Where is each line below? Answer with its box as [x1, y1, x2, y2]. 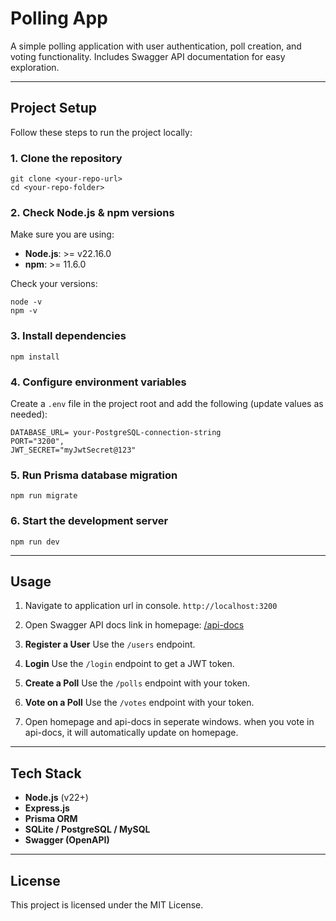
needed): [10, 408, 48, 420]
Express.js [24, 802, 70, 814]
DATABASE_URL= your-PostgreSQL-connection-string [10, 427, 222, 437]
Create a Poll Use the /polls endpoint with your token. [24, 677, 250, 689]
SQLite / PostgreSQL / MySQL [24, 823, 151, 836]
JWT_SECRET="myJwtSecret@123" [10, 445, 137, 455]
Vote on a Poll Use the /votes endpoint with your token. [24, 697, 255, 709]
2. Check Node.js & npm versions [10, 205, 175, 219]
